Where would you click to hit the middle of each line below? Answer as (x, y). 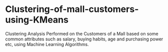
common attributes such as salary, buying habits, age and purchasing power (84, 39)
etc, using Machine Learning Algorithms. (47, 44)
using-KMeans (37, 20)
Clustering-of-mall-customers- (72, 9)
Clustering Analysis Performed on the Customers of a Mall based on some (82, 33)
